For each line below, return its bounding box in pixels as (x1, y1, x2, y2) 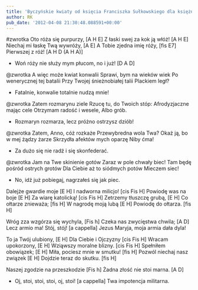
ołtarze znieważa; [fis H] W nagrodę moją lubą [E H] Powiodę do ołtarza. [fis (6, 200, 192, 207)
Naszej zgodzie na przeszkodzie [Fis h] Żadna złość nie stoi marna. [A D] (6, 266, 184, 273)
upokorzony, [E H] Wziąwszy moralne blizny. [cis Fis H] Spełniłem (6, 242, 166, 249)
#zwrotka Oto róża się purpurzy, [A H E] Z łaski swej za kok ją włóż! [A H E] (6, 36, 189, 43)
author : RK (6, 14, 33, 20)
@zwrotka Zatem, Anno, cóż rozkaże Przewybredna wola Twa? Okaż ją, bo (6, 129, 189, 136)
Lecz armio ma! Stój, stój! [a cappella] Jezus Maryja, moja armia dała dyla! (6, 224, 187, 232)
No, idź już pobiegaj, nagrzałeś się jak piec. (14, 177, 120, 184)
